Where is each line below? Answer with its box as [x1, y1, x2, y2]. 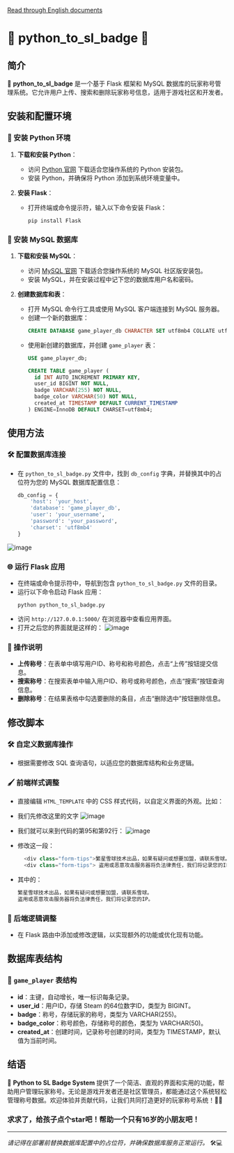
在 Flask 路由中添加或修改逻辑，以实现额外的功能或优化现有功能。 [17, 931, 208, 939]
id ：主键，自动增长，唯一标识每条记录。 [17, 992, 134, 1001]
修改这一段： [17, 842, 54, 850]
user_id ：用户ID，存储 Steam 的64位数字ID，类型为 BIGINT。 [17, 1001, 195, 1010]
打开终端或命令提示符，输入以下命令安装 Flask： [27, 203, 167, 212]
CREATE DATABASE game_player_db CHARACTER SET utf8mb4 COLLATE [27, 327, 216, 334]
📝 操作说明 [7, 642, 43, 652]
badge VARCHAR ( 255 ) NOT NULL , [33, 386, 122, 394]
